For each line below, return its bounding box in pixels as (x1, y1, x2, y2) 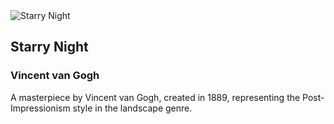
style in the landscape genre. (72, 102, 193, 114)
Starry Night (10, 39, 89, 56)
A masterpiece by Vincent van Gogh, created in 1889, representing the (10, 91, 301, 103)
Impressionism (10, 102, 71, 114)
